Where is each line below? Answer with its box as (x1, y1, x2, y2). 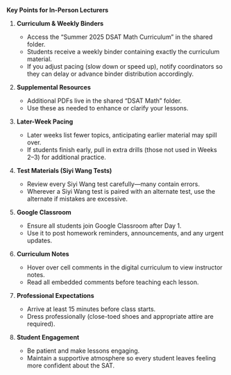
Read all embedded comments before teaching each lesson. (26, 278, 199, 286)
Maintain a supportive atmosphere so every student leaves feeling (26, 354, 216, 362)
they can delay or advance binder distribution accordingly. (26, 69, 194, 78)
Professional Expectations (16, 292, 94, 299)
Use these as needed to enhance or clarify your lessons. (26, 104, 189, 112)
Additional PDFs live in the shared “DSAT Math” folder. (26, 97, 182, 105)
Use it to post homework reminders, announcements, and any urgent (26, 229, 224, 237)
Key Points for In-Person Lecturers (6, 6, 109, 14)
